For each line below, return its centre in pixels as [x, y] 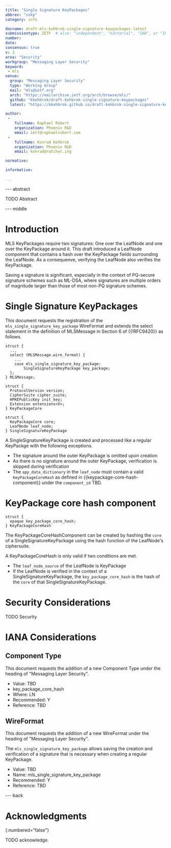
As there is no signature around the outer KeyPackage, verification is [84, 461]
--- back [14, 796]
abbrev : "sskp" [21, 15]
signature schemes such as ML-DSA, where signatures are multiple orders [83, 280]
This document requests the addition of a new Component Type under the [83, 668]
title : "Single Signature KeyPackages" [48, 10]
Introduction [32, 229]
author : [13, 114]
